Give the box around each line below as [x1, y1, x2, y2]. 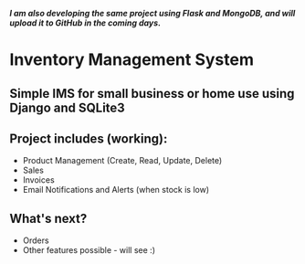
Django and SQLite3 [9, 100, 125, 115]
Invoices [22, 174, 55, 185]
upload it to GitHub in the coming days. [9, 17, 162, 28]
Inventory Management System [9, 49, 254, 70]
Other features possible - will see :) [22, 245, 155, 256]
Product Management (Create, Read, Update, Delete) [22, 155, 223, 166]
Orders [22, 235, 49, 246]
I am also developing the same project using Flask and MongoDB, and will [9, 8, 296, 18]
